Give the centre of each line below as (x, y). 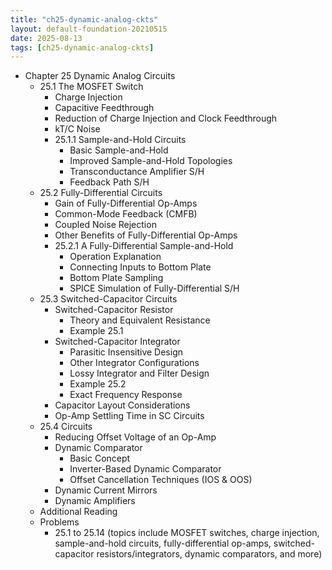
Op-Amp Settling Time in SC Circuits (129, 416)
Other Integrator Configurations (134, 363)
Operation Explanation (115, 257)
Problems (59, 522)
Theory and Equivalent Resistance (140, 320)
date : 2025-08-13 (46, 38)
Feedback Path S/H (109, 182)
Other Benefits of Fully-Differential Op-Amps (146, 235)
